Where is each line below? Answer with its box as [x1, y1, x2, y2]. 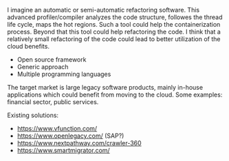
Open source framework [17, 55, 87, 64]
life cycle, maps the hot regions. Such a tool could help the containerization [7, 21, 221, 28]
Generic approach [17, 63, 69, 71]
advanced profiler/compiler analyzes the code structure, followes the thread [7, 13, 223, 21]
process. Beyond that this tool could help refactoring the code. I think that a [7, 27, 221, 36]
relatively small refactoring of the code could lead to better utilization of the [7, 35, 221, 43]
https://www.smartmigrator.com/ [17, 147, 110, 154]
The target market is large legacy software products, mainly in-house [7, 84, 204, 91]
